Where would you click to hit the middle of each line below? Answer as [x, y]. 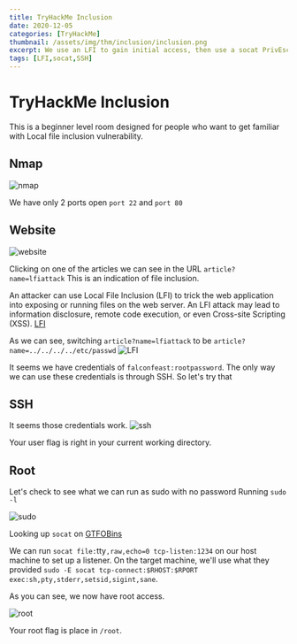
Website [32, 230]
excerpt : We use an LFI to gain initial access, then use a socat [134, 50]
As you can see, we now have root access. [87, 596]
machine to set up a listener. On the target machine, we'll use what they [139, 560]
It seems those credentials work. [69, 425]
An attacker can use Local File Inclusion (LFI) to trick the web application [141, 295]
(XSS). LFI [27, 323]
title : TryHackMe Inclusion [61, 17]
